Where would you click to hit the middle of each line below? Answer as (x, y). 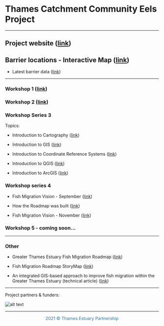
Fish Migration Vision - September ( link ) (52, 196)
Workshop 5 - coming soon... (40, 228)
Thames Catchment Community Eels (81, 9)
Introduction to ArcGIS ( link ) (40, 173)
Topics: (12, 126)
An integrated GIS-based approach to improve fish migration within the (83, 276)
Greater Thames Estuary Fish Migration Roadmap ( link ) (67, 257)
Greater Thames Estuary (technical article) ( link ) (60, 281)
